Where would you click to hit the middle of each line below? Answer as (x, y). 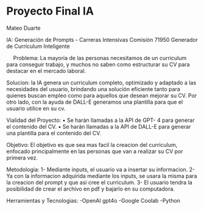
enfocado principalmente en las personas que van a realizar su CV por (95, 151)
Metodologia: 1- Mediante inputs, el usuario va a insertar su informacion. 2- (101, 169)
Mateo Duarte (23, 28)
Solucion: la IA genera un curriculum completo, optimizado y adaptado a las (101, 83)
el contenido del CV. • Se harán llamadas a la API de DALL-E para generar (99, 126)
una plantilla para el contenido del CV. (54, 133)
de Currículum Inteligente (38, 46)
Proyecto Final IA (50, 11)
